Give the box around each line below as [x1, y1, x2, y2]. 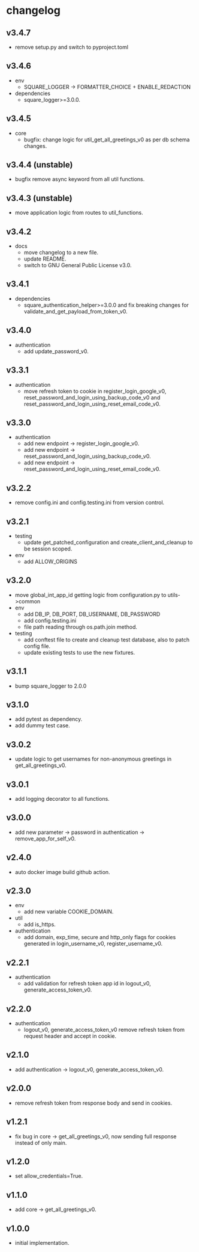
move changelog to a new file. [23, 249, 99, 256]
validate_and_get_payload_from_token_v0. [23, 307, 128, 315]
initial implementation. [14, 1239, 70, 1246]
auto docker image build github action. [14, 868, 110, 875]
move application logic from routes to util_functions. [14, 209, 143, 217]
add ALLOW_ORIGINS [23, 558, 78, 565]
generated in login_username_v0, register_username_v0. [23, 940, 163, 948]
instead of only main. [14, 1139, 67, 1146]
